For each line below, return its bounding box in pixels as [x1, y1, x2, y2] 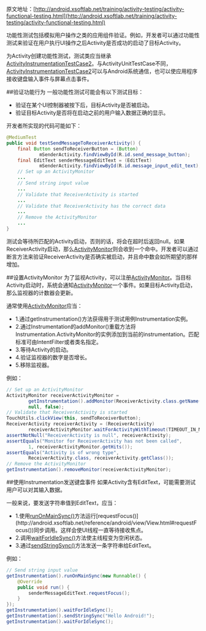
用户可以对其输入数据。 [6, 486, 66, 493]
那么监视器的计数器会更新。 [6, 289, 77, 296]
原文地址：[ [6, 6, 36, 12]
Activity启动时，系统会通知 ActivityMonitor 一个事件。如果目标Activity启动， [6, 281, 196, 289]
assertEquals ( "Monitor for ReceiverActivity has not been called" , [6, 438, 183, 444]
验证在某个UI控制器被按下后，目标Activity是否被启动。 [15, 101, 153, 109]
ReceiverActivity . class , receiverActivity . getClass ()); [28, 455, 174, 461]
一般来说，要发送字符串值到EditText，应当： [6, 500, 118, 506]
